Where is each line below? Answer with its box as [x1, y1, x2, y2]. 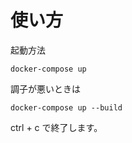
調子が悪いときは [10, 82, 81, 95]
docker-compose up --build [10, 102, 123, 113]
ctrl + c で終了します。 [10, 121, 103, 133]
